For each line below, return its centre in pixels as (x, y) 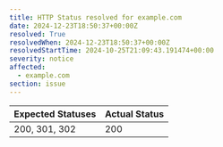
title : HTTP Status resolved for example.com (95, 17)
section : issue (38, 84)
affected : (28, 68)
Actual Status (134, 114)
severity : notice (42, 59)
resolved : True (38, 34)
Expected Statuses (55, 114)
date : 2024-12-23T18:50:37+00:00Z (74, 26)
